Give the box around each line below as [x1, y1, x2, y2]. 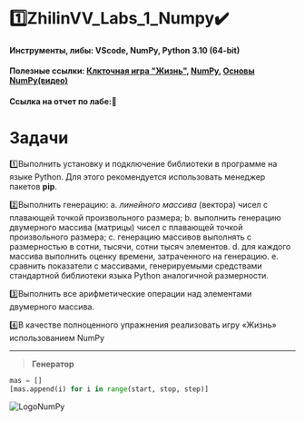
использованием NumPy [9, 332, 105, 343]
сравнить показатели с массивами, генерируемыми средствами [9, 260, 262, 271]
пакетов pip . [9, 181, 57, 191]
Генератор [31, 358, 74, 369]
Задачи [9, 128, 69, 149]
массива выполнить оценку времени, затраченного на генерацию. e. [9, 250, 280, 261]
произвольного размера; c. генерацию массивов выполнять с [9, 231, 252, 242]
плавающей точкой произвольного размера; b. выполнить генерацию [9, 211, 281, 223]
